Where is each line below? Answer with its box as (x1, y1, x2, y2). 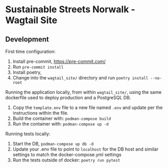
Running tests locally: (5, 131, 51, 137)
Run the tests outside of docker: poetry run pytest (12, 157, 121, 163)
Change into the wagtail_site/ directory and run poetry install (12, 75, 149, 80)
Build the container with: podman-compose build (12, 115, 111, 121)
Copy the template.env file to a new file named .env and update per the (12, 104, 163, 111)
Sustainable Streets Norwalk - (5, 4, 135, 15)
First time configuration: (5, 49, 56, 54)
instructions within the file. (12, 110, 69, 116)
